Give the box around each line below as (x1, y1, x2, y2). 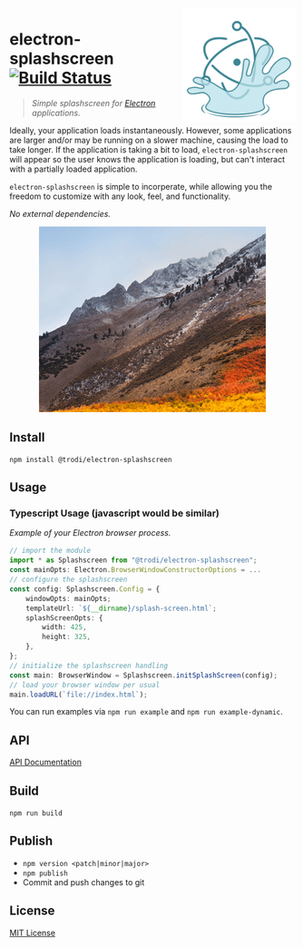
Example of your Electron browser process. (9, 528, 171, 538)
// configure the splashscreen (9, 575, 128, 585)
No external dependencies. (9, 208, 112, 219)
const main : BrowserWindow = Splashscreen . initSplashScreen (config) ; (9, 670, 279, 680)
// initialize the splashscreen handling (9, 661, 169, 670)
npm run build (9, 809, 64, 818)
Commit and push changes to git (22, 876, 145, 887)
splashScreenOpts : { (25, 613, 103, 623)
